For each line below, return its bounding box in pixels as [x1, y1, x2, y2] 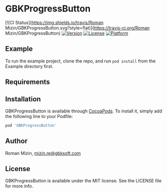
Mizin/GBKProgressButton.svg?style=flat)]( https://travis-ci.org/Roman [5, 24, 150, 30]
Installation [5, 94, 41, 103]
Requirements [5, 78, 50, 86]
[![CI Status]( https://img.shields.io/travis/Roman [5, 19, 104, 25]
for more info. [5, 183, 33, 189]
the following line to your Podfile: [5, 113, 73, 119]
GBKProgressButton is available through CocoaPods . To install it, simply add [5, 108, 162, 114]
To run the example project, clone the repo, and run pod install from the [5, 58, 156, 64]
